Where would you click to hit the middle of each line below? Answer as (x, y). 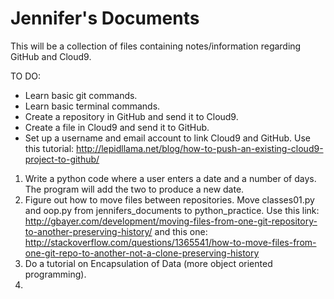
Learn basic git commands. (81, 95)
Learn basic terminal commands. (92, 106)
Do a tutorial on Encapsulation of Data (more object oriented (148, 263)
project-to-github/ (62, 159)
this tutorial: (49, 148)
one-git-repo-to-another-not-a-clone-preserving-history (142, 253)
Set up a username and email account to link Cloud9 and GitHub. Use (168, 138)
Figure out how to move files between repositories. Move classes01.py (169, 199)
